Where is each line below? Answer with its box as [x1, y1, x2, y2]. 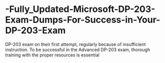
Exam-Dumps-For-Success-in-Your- [5, 14, 160, 25]
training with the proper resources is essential [5, 51, 100, 58]
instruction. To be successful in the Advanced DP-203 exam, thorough [5, 46, 150, 52]
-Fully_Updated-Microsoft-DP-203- [5, 3, 155, 15]
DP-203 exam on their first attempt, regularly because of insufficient [5, 41, 146, 47]
